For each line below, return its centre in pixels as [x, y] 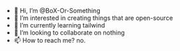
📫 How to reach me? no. [50, 40]
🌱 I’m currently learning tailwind [59, 25]
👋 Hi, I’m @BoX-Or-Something [57, 11]
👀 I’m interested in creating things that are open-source [93, 18]
